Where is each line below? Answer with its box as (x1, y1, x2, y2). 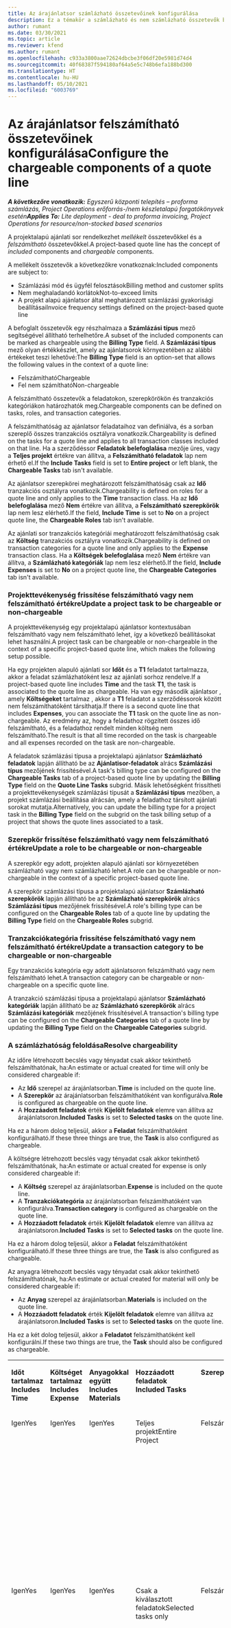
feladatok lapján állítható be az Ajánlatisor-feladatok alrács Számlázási (8, 759, 212, 767)
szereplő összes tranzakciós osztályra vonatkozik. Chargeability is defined (8, 430, 217, 438)
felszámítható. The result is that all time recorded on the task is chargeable (8, 731, 217, 740)
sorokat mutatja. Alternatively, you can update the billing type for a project (8, 803, 216, 811)
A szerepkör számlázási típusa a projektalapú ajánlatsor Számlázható (8, 887, 205, 895)
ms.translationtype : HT (8, 67, 76, 74)
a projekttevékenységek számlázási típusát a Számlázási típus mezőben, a (8, 789, 220, 797)
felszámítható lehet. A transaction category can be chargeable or (8, 973, 190, 982)
